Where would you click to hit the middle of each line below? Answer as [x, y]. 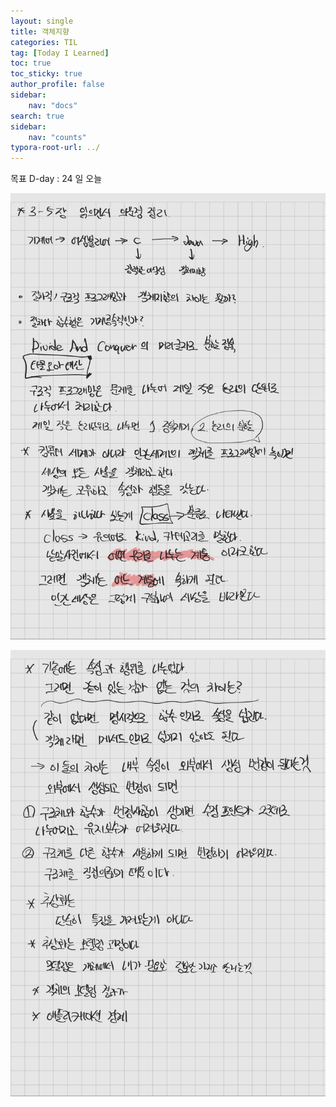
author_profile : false [57, 85]
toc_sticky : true [46, 74]
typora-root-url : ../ [55, 148]
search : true [37, 116]
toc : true [31, 63]
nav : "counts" [57, 137]
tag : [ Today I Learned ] [60, 53]
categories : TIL [44, 42]
